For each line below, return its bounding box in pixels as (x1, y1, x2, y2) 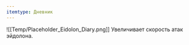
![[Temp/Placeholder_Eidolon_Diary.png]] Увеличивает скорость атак (6, 26, 184, 33)
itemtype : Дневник (6, 9, 53, 15)
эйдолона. (6, 32, 34, 40)
